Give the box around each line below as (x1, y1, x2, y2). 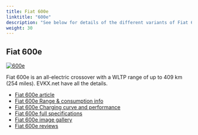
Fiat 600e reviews (14, 123, 59, 130)
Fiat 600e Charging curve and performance (14, 104, 121, 111)
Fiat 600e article (14, 92, 55, 99)
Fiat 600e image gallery (14, 116, 72, 123)
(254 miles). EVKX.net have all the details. (6, 80, 108, 87)
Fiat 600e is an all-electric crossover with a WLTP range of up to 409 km (6, 74, 183, 81)
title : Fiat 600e (6, 8, 49, 15)
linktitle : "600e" (6, 14, 51, 20)
